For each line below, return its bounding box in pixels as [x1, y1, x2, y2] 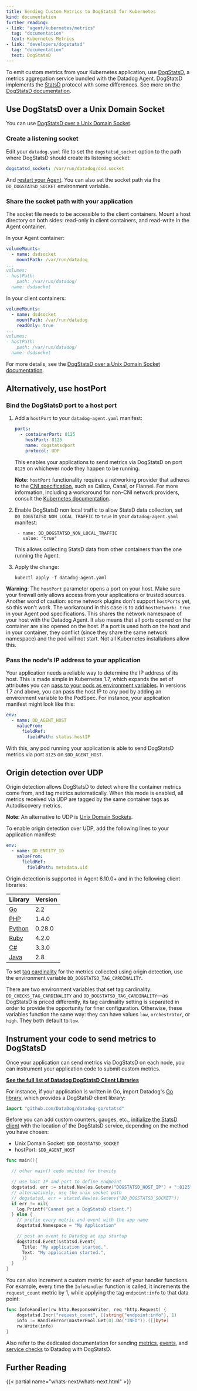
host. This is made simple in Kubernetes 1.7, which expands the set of [6, 676, 174, 683]
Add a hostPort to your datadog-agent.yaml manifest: [14, 415, 142, 422]
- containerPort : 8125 [20, 432, 76, 438]
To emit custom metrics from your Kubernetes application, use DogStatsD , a [6, 68, 190, 75]
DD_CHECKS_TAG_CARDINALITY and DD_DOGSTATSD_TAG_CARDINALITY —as [6, 992, 168, 999]
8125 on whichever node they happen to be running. [14, 465, 140, 472]
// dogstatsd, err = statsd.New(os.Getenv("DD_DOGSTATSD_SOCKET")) [11, 1195, 180, 1201]
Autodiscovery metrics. [6, 802, 63, 809]
